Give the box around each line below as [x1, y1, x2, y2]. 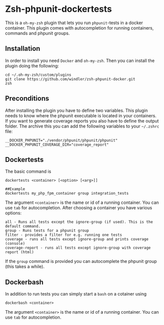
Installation [5, 44, 40, 53]
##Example [5, 187, 26, 192]
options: [5, 210, 22, 216]
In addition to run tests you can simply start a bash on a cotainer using [5, 291, 147, 297]
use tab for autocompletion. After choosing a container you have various [5, 205, 153, 211]
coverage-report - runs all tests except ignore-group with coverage [5, 245, 151, 251]
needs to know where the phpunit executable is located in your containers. [5, 112, 157, 119]
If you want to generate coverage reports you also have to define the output [5, 118, 159, 124]
